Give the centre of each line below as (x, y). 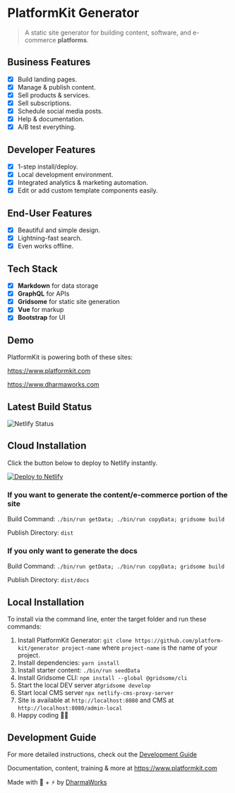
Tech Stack (32, 268)
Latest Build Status (50, 407)
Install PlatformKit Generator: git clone (75, 641)
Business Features (49, 62)
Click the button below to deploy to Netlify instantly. (83, 463)
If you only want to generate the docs (72, 551)
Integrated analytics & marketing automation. (83, 183)
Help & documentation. (51, 119)
